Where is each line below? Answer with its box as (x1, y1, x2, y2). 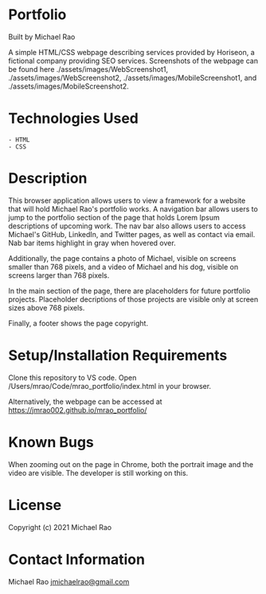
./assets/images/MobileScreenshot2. (8, 81, 129, 91)
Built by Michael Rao (8, 32, 76, 42)
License (8, 496, 62, 514)
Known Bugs (8, 433, 94, 451)
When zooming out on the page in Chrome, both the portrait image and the (8, 459, 253, 469)
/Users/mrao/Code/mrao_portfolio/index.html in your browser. (8, 381, 212, 390)
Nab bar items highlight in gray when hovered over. (8, 238, 177, 247)
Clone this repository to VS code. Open (8, 373, 137, 382)
